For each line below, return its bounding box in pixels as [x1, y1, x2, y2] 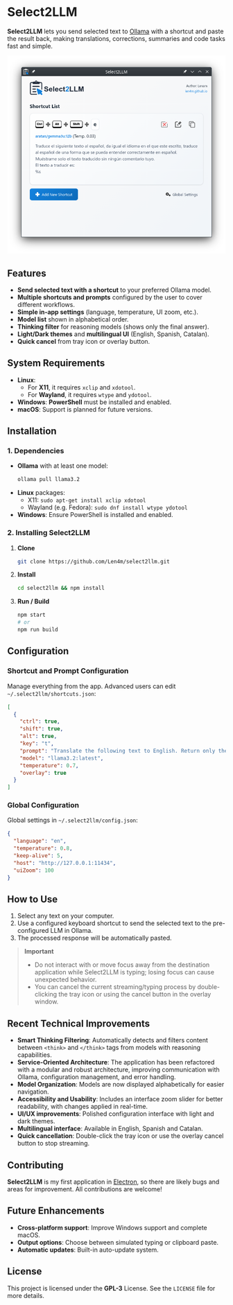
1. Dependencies [7, 446, 64, 456]
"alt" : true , [19, 733, 58, 740]
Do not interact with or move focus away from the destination [34, 961, 210, 969]
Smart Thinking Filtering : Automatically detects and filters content [17, 1036, 208, 1044]
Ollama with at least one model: [17, 462, 109, 470]
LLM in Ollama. [50, 927, 94, 935]
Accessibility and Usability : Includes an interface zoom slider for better [17, 1095, 223, 1103]
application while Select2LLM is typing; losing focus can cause [34, 968, 215, 976]
